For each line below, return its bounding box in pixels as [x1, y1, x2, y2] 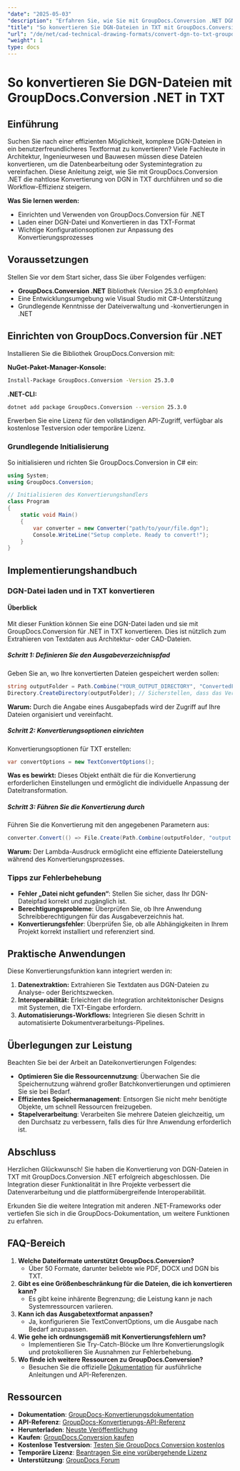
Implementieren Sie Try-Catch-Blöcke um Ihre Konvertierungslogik [28, 1339, 225, 1348]
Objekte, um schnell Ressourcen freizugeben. [17, 1102, 152, 1111]
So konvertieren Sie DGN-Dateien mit [7, 74, 232, 91]
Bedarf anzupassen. [28, 1324, 88, 1333]
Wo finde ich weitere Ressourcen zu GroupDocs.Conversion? [17, 1355, 204, 1364]
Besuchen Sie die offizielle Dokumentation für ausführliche [28, 1362, 202, 1371]
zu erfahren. [7, 1217, 44, 1225]
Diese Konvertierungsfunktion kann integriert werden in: [7, 966, 173, 976]
